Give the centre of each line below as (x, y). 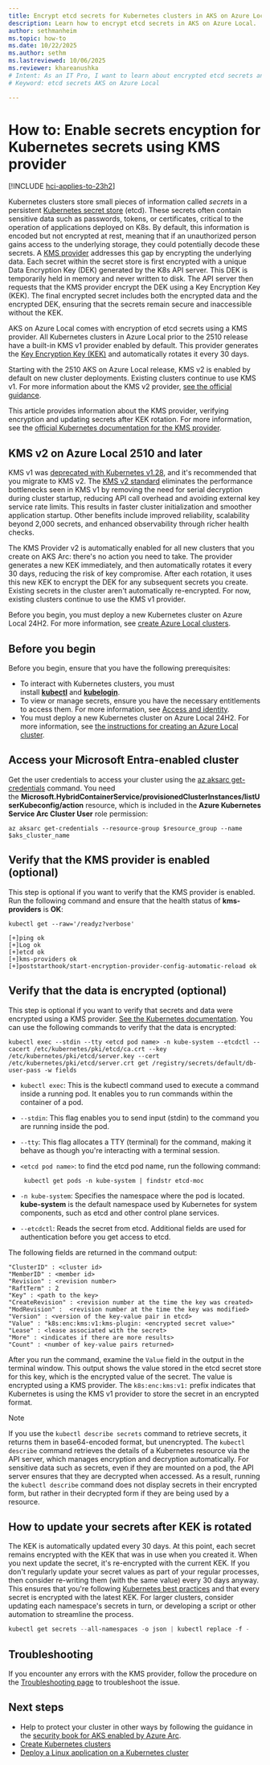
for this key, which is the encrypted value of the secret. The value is (121, 1377)
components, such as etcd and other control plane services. (119, 1213)
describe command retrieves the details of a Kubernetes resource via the (129, 1450)
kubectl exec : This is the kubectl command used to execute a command (139, 1085)
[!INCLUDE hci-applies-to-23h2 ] (62, 187)
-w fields (61, 1070)
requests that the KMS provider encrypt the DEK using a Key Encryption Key (135, 287)
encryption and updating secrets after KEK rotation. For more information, (130, 420)
